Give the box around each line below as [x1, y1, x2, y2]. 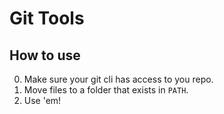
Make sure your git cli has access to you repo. [23, 73, 214, 85]
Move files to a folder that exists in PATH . [23, 84, 189, 96]
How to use [9, 47, 81, 64]
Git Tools [9, 7, 85, 30]
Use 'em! [23, 95, 62, 106]
